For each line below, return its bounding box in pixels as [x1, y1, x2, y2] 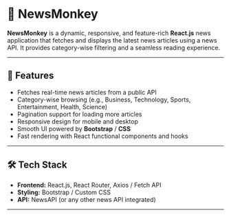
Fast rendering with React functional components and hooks [16, 132, 188, 140]
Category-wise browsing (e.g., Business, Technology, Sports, [16, 95, 191, 104]
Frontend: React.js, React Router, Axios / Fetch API [16, 181, 162, 189]
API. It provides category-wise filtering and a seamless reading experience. [7, 43, 221, 52]
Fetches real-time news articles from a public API [16, 88, 157, 96]
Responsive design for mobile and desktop [16, 117, 139, 126]
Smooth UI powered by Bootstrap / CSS [16, 124, 131, 133]
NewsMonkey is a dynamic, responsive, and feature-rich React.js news [7, 29, 211, 37]
